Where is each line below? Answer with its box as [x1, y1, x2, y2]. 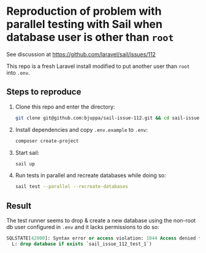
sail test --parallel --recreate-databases [15, 184, 129, 190]
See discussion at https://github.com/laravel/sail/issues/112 [6, 50, 156, 58]
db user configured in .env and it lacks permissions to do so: [6, 224, 159, 231]
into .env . [6, 69, 31, 76]
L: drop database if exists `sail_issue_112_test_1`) [12, 241, 152, 247]
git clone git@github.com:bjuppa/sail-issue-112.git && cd [15, 115, 170, 121]
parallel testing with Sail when [6, 17, 162, 31]
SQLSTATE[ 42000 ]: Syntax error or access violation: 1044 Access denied [6, 235, 196, 241]
